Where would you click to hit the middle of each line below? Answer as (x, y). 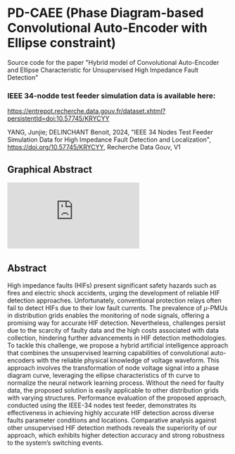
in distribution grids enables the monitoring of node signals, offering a (108, 315)
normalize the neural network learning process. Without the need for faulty (116, 383)
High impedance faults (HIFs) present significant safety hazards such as (112, 285)
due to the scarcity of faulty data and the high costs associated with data (113, 330)
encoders (21, 360)
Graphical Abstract (50, 170)
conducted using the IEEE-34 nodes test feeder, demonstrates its (102, 405)
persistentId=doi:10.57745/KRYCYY (58, 118)
